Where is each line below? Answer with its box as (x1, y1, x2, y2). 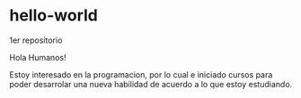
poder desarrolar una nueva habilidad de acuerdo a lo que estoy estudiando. (9, 78, 293, 89)
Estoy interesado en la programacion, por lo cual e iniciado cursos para (9, 69, 273, 80)
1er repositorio (9, 35, 63, 45)
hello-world (9, 5, 99, 26)
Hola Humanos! (9, 52, 66, 62)
